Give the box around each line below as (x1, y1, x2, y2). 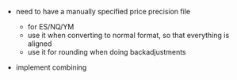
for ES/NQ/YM (27, 22, 75, 31)
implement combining (15, 63, 87, 72)
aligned (27, 39, 52, 48)
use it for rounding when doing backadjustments (27, 48, 186, 56)
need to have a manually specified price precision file (15, 7, 191, 16)
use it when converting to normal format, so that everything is (27, 31, 230, 40)
